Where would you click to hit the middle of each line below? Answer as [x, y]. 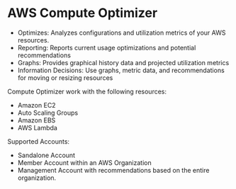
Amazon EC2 [36, 105]
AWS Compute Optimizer [83, 13]
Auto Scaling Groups [48, 113]
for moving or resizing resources [65, 78]
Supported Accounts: [38, 141]
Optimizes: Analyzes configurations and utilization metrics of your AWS [122, 33]
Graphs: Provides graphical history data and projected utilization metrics [123, 62]
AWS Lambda [38, 127]
